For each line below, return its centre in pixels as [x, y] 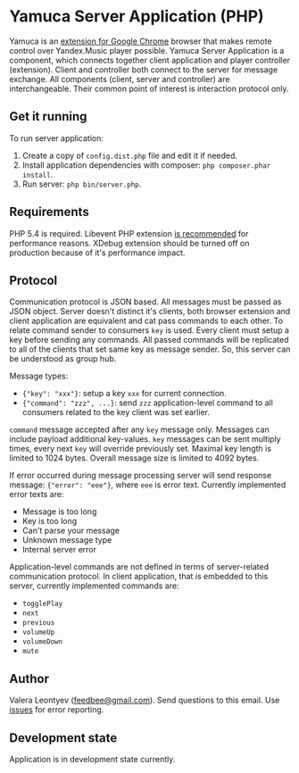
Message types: [39, 376]
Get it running [48, 116]
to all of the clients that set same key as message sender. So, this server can [150, 349]
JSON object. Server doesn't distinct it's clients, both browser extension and [150, 312]
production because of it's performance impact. [97, 253]
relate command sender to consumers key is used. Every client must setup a [149, 330]
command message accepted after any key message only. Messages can [139, 429]
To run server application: [57, 138]
